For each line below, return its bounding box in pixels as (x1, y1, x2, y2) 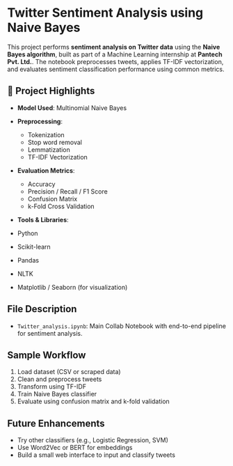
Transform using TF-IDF (17, 382, 87, 391)
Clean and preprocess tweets (17, 375, 102, 384)
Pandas (17, 256, 40, 264)
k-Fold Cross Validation (27, 202, 95, 210)
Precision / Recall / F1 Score (27, 187, 108, 196)
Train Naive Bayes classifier (17, 390, 97, 398)
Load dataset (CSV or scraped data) (17, 368, 121, 376)
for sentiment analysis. (17, 329, 83, 337)
